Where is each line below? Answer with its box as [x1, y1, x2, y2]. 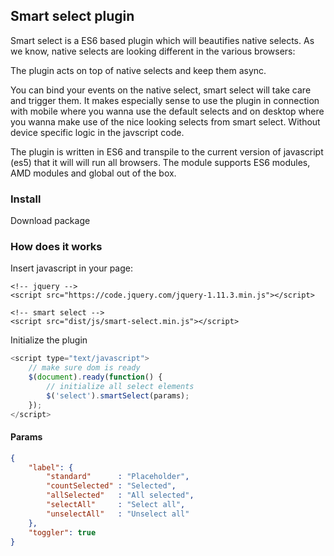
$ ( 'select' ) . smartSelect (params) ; [46, 390, 190, 401]
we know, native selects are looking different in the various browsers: [10, 45, 296, 57]
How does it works [10, 240, 103, 254]
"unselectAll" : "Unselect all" [46, 509, 190, 519]
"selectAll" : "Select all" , [46, 500, 186, 510]
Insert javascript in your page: [10, 262, 133, 274]
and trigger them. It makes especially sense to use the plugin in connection [10, 94, 320, 106]
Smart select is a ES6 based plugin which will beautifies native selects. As [10, 34, 315, 46]
